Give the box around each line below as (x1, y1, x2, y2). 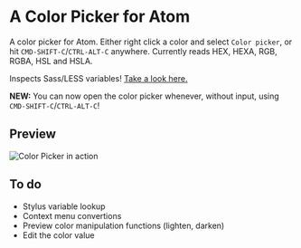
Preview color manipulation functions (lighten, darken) (22, 220, 225, 231)
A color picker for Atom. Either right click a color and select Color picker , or (9, 36, 293, 47)
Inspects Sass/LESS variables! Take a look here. (9, 72, 188, 83)
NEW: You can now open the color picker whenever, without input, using (9, 91, 280, 101)
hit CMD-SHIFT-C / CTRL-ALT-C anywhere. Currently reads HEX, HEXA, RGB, (9, 45, 277, 56)
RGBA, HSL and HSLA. (9, 55, 93, 66)
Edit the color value (22, 229, 95, 241)
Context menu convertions (22, 210, 122, 221)
